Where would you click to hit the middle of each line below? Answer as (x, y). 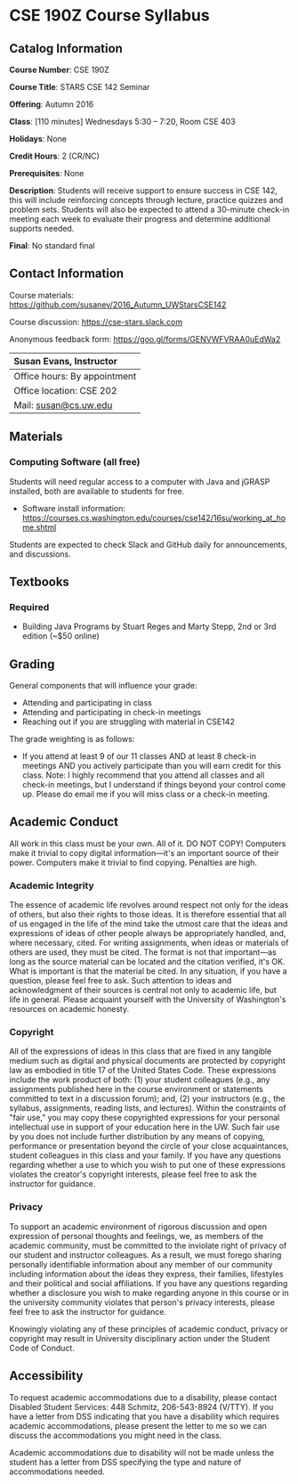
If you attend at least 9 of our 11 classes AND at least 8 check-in (139, 756)
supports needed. (42, 228)
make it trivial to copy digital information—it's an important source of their (144, 852)
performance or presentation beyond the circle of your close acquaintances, (149, 1146)
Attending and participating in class (87, 703)
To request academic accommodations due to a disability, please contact (143, 1397)
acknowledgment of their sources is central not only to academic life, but (143, 991)
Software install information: (74, 508)
